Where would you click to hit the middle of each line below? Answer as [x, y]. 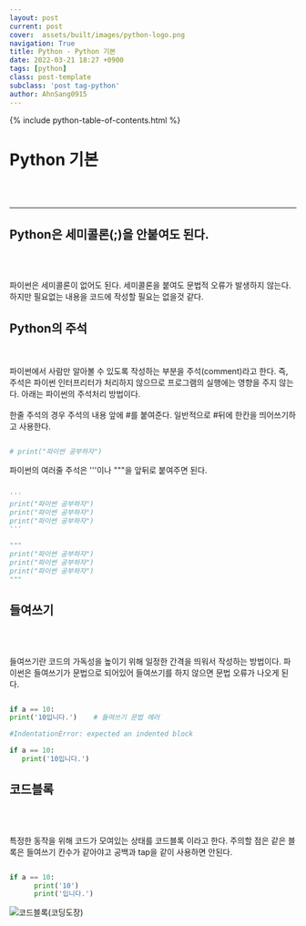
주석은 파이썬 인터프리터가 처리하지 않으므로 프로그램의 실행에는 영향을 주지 [143, 382]
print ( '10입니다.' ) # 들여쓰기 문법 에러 [85, 717]
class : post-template [51, 77]
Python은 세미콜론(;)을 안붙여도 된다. [109, 234]
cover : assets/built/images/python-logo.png [97, 35]
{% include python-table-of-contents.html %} [95, 120]
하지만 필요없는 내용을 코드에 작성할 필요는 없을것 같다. [107, 297]
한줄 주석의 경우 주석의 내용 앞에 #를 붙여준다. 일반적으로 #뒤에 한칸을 [133, 415]
